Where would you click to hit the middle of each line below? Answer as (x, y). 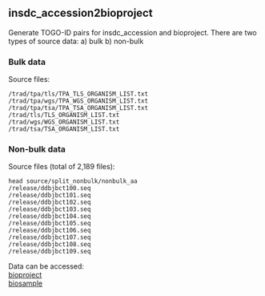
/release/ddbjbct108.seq (50, 245)
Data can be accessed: (46, 266)
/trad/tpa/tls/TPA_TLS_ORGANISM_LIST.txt (78, 94)
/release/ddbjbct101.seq (50, 196)
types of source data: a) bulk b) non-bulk (76, 41)
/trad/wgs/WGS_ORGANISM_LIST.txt (64, 122)
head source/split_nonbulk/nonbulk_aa (73, 181)
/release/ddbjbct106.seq (50, 231)
